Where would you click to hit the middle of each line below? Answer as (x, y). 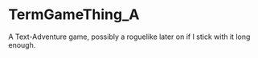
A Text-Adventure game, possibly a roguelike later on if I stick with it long (129, 37)
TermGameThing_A (74, 15)
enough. (22, 44)
